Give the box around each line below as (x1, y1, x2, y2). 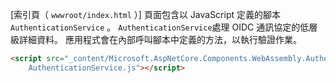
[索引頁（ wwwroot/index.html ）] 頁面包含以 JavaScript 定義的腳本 (10, 9, 282, 20)
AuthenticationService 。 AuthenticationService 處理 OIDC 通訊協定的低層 (10, 21, 318, 33)
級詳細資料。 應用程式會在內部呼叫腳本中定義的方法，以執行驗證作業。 (10, 34, 302, 45)
